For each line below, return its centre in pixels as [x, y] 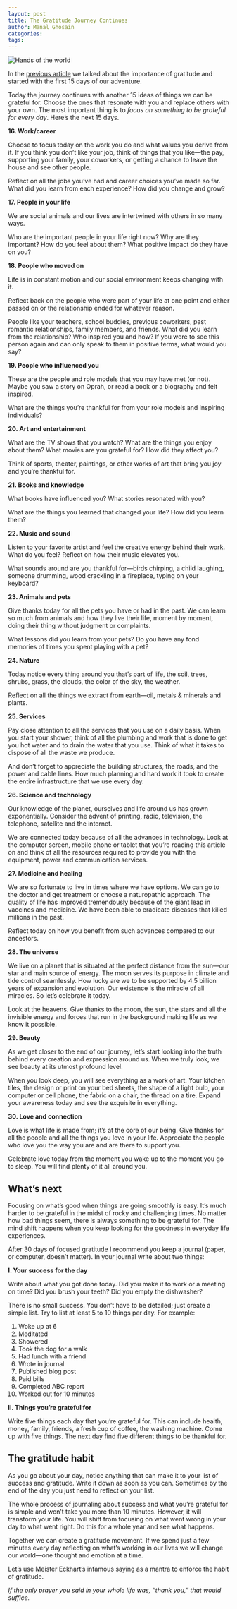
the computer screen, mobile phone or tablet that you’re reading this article [117, 845]
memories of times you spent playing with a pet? [78, 647]
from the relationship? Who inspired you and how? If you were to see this [114, 337]
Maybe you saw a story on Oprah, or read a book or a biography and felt [113, 387]
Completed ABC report [51, 1386]
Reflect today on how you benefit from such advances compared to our [111, 931]
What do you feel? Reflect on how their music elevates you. [94, 555]
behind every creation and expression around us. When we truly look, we [114, 1059]
